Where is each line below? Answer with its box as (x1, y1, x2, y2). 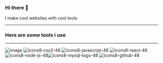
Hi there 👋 (5, 4, 29, 11)
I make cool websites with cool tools (5, 15, 78, 21)
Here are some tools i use (5, 32, 66, 38)
